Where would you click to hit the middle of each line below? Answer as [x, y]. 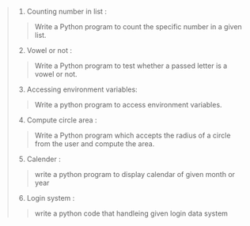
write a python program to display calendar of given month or [134, 174]
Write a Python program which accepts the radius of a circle [133, 135]
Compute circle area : [62, 120]
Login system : [51, 198]
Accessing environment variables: [82, 89]
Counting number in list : [67, 11]
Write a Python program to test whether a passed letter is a [131, 66]
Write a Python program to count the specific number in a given [138, 26]
